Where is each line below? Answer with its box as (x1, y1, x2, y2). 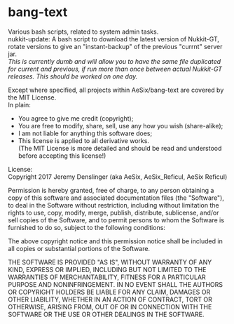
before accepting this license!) (18, 151, 106, 160)
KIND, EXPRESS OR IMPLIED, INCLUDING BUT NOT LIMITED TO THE (8, 265, 207, 274)
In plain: (8, 100, 31, 109)
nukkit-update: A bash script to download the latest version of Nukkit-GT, (8, 34, 220, 43)
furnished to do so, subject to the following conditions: (8, 223, 165, 231)
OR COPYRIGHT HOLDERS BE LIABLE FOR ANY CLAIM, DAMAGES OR (8, 288, 211, 296)
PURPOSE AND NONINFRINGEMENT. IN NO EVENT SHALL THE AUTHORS (8, 280, 223, 288)
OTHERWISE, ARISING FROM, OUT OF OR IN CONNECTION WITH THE (8, 302, 212, 311)
